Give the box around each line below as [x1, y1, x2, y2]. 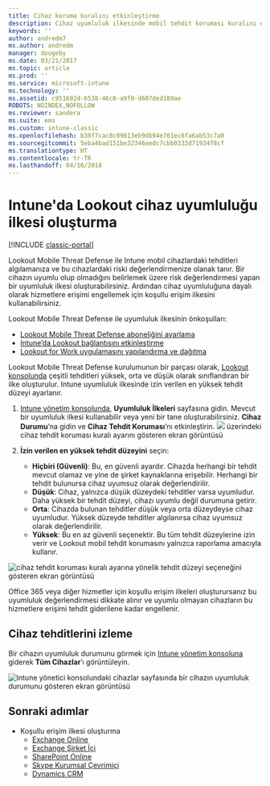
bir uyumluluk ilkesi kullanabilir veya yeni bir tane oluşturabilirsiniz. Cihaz [19, 412, 262, 422]
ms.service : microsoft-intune [8, 79, 110, 87]
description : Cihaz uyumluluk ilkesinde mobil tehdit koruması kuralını [8, 19, 257, 27]
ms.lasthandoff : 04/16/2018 [8, 162, 103, 170]
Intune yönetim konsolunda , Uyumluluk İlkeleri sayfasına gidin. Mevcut [19, 403, 256, 413]
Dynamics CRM [31, 768, 84, 778]
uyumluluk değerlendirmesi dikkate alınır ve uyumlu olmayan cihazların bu [8, 595, 253, 605]
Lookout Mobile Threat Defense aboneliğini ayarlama [19, 329, 195, 339]
